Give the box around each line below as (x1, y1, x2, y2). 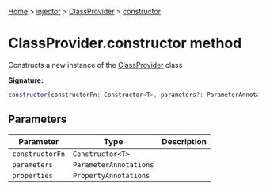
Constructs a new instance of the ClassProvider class (8, 60, 183, 69)
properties (12, 171, 53, 180)
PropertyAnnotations (72, 171, 150, 180)
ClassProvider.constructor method (8, 35, 242, 52)
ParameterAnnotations (72, 160, 154, 169)
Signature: (8, 75, 44, 85)
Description (161, 136, 207, 147)
